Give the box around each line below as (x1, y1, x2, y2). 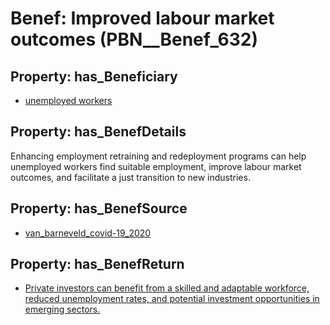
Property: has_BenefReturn (10, 256, 185, 273)
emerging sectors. (24, 303, 101, 316)
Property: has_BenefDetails (10, 123, 187, 141)
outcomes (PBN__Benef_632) (10, 28, 259, 51)
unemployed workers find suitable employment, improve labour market (10, 160, 302, 172)
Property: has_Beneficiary (10, 68, 178, 85)
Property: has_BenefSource (10, 200, 188, 217)
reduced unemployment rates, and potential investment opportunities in (24, 293, 320, 305)
